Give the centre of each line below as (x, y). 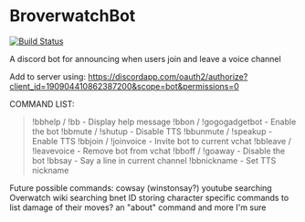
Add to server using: (48, 76)
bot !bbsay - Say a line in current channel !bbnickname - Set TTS (154, 160)
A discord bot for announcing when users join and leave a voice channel (145, 58)
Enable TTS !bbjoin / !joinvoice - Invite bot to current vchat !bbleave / (162, 141)
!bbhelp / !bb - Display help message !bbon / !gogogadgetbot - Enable (164, 122)
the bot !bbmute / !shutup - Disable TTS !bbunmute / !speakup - (152, 131)
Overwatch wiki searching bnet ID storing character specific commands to (149, 197)
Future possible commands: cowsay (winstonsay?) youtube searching (141, 187)
